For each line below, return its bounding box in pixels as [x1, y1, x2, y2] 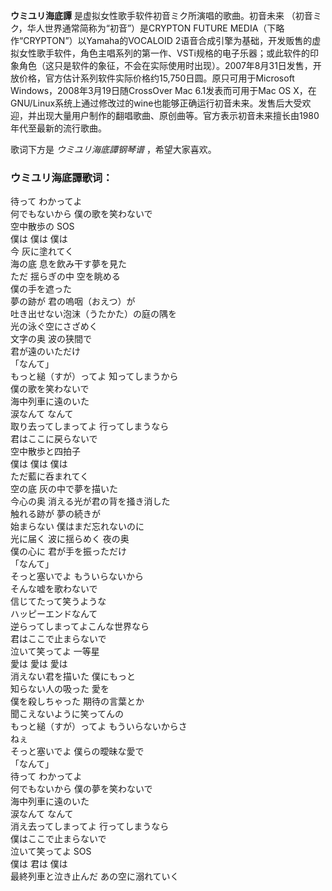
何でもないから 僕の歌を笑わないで [10, 208, 153, 220]
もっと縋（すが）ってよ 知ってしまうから [10, 370, 179, 383]
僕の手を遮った [10, 283, 72, 295]
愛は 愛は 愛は [10, 658, 68, 670]
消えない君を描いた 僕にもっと [10, 670, 136, 683]
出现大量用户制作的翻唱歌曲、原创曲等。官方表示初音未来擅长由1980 [36, 110, 320, 121]
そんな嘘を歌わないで [10, 583, 98, 595]
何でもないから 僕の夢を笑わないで [10, 783, 153, 795]
